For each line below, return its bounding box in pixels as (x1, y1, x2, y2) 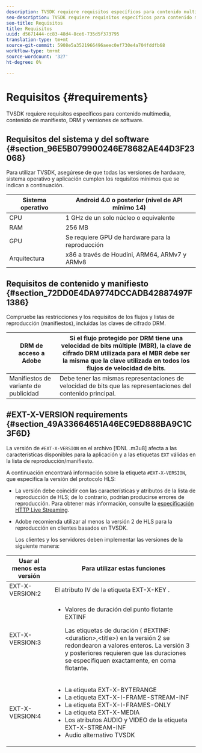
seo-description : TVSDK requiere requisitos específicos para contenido (6, 14, 192, 20)
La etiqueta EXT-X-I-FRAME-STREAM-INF (65, 693, 189, 701)
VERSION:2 (9, 589, 41, 598)
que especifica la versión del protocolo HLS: (6, 475, 116, 482)
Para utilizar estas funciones (82, 564, 166, 572)
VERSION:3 (9, 638, 41, 646)
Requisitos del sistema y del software (6, 134, 149, 144)
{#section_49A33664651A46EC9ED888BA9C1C (6, 419, 192, 429)
